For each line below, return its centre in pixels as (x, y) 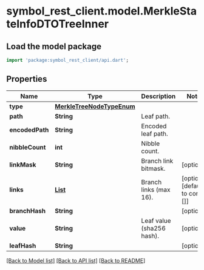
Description (158, 96)
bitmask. (153, 168)
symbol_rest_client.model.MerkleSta (102, 11)
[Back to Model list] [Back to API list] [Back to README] (76, 260)
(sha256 (153, 228)
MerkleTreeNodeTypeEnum (95, 106)
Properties (27, 79)
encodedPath (29, 130)
